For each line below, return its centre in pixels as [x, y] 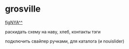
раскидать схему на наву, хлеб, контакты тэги [53, 32]
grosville [23, 9]
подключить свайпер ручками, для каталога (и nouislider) [65, 41]
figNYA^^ [14, 22]
